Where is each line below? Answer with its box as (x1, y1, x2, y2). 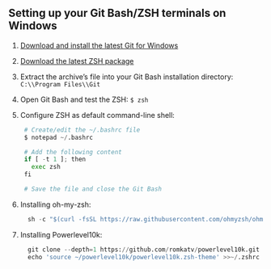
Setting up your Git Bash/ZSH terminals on (8, 6, 227, 20)
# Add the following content (23, 148, 123, 156)
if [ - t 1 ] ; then (23, 155, 87, 164)
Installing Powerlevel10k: (19, 229, 103, 239)
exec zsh (31, 163, 61, 171)
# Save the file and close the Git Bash (23, 185, 163, 193)
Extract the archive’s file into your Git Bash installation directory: (19, 72, 234, 82)
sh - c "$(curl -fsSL (28, 215, 97, 223)
